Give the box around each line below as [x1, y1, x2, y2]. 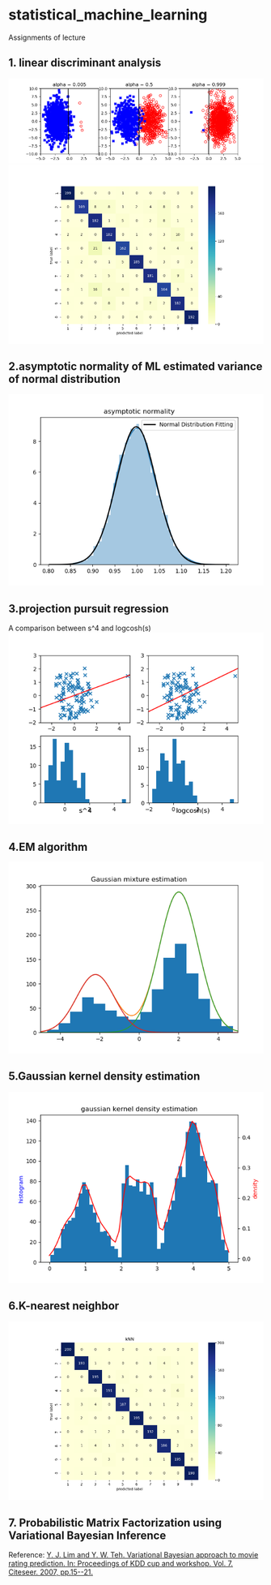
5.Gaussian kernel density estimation [8, 1069, 201, 1084]
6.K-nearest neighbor [8, 1299, 120, 1313]
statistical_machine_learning [8, 6, 208, 24]
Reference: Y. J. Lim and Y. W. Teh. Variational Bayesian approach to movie [8, 1550, 259, 1560]
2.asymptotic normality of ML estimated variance [8, 359, 263, 373]
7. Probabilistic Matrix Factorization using [8, 1515, 222, 1530]
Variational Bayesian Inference [8, 1528, 167, 1542]
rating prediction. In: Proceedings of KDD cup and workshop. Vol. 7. [8, 1559, 233, 1569]
